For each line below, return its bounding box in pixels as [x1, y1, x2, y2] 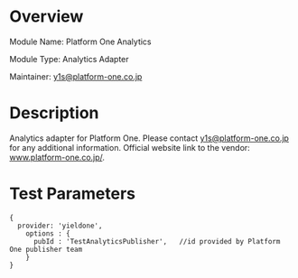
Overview [9, 6, 84, 27]
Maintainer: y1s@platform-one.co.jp [9, 70, 143, 82]
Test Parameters [9, 183, 136, 204]
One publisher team [9, 245, 83, 254]
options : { [25, 228, 70, 238]
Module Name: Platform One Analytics [9, 36, 152, 47]
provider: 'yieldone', [17, 221, 103, 230]
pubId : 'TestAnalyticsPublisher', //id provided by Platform [33, 236, 281, 246]
